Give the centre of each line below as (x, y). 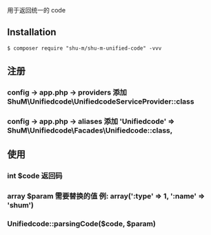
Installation (32, 32)
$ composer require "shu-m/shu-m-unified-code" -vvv (84, 48)
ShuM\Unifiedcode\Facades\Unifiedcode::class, (90, 131)
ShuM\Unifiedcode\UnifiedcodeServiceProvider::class (101, 102)
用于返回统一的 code (37, 10)
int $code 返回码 (35, 176)
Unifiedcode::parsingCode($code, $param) (82, 224)
